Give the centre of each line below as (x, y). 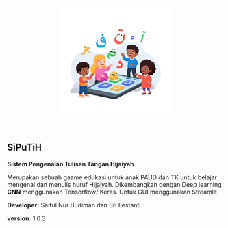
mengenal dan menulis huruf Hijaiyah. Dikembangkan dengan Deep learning (114, 184)
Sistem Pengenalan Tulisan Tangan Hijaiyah (71, 164)
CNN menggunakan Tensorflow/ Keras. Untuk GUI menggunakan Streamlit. (113, 192)
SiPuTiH (25, 148)
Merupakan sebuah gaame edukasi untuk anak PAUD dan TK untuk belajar (112, 177)
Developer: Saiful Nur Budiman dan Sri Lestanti (74, 205)
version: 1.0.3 (26, 218)
